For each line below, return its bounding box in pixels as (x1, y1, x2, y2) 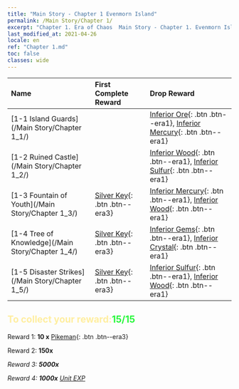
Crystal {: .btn (149, 242, 193, 251)
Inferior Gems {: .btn (149, 224, 216, 234)
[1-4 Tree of (11, 229, 54, 239)
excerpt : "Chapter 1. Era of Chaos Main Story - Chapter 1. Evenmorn (7, 24, 221, 31)
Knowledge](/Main (11, 237, 73, 247)
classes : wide (7, 57, 50, 64)
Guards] (51, 113, 79, 123)
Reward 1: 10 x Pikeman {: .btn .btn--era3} (7, 332, 129, 341)
